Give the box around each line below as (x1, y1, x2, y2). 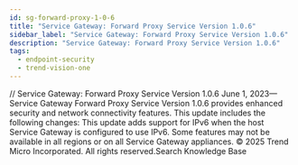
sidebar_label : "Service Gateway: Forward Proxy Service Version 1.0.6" (9, 30, 289, 39)
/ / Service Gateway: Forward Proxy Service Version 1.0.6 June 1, (9, 87, 248, 99)
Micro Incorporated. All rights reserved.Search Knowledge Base (9, 145, 247, 156)
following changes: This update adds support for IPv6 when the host (9, 116, 265, 127)
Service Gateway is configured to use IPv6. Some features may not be (9, 126, 271, 137)
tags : (9, 47, 30, 56)
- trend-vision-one (17, 64, 91, 73)
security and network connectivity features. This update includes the (9, 107, 266, 118)
